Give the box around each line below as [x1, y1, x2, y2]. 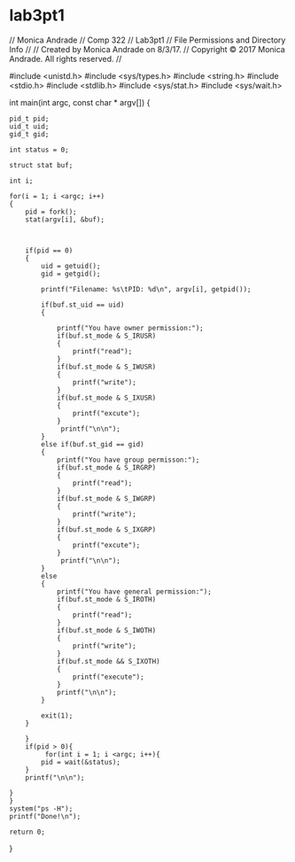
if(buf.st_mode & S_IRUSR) [56, 331, 157, 340]
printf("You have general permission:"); [56, 586, 213, 596]
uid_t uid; [9, 121, 50, 131]
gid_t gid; [9, 129, 50, 138]
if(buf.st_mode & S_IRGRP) [56, 462, 157, 472]
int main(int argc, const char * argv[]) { [9, 97, 151, 107]
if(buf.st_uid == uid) [41, 300, 125, 309]
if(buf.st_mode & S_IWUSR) [56, 362, 157, 371]
